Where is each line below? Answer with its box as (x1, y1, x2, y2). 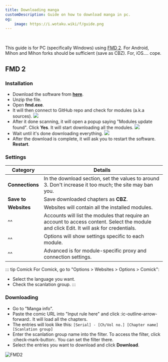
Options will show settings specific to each (43, 233, 144, 240)
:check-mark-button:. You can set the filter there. (12, 336, 113, 342)
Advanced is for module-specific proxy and (43, 247, 146, 254)
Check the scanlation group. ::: (12, 282, 76, 288)
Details (93, 167, 111, 174)
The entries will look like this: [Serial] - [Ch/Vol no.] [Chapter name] (12, 321, 158, 327)
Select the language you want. (12, 276, 75, 282)
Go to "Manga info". (12, 305, 53, 311)
